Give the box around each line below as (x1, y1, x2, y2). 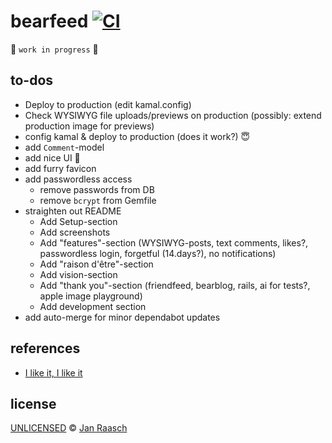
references (10, 340, 81, 357)
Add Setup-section (39, 215, 118, 227)
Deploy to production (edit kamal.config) (24, 98, 192, 110)
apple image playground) (39, 290, 143, 302)
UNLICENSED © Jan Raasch (10, 422, 128, 434)
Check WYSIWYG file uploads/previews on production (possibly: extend (24, 109, 322, 121)
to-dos (10, 72, 54, 89)
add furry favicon (24, 162, 97, 174)
